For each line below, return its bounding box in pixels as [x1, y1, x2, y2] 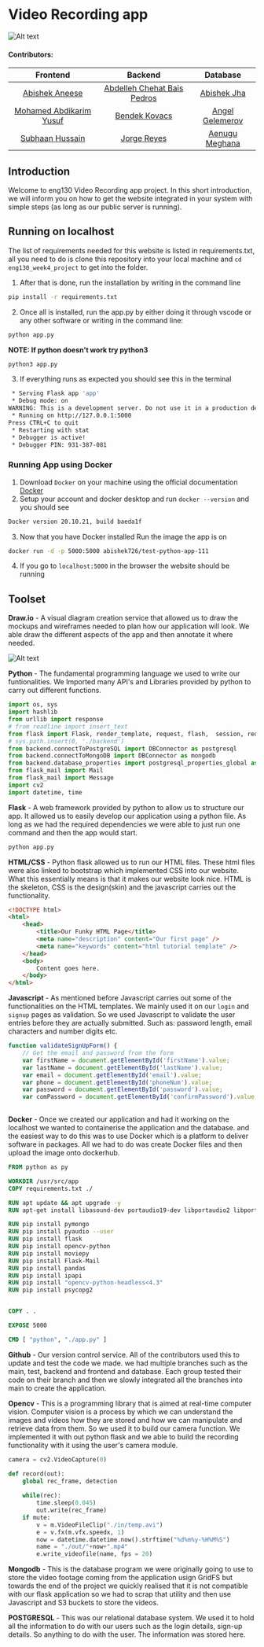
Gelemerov [203, 116, 244, 127]
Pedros [130, 93, 157, 104]
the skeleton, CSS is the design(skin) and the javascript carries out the [8, 882, 236, 892]
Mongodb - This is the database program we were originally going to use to [8, 1564, 254, 1574]
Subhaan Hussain [20, 133, 86, 144]
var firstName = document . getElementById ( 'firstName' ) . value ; [22, 1056, 230, 1064]
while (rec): [22, 1492, 61, 1500]
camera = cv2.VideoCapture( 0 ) [8, 1455, 108, 1464]
